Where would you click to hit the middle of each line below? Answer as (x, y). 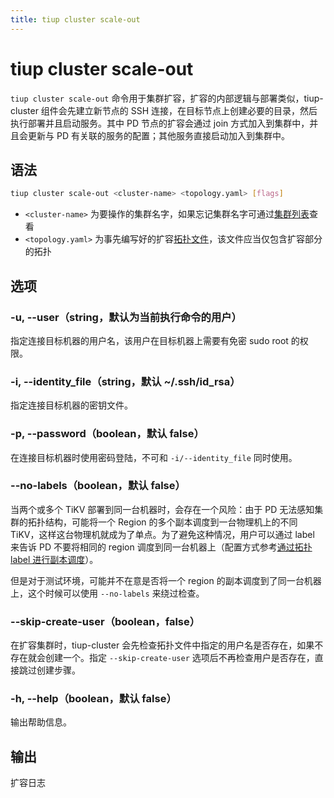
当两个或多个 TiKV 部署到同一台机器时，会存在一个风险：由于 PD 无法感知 (162, 509)
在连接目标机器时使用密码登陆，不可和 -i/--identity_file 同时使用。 (154, 457)
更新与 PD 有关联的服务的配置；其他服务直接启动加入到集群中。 (158, 135)
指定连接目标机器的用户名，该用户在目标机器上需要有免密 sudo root (149, 340)
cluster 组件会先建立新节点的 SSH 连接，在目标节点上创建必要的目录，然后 (164, 110)
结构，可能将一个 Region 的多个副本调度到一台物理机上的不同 (171, 522)
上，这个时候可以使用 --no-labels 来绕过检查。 (107, 593)
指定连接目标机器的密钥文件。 (71, 405)
